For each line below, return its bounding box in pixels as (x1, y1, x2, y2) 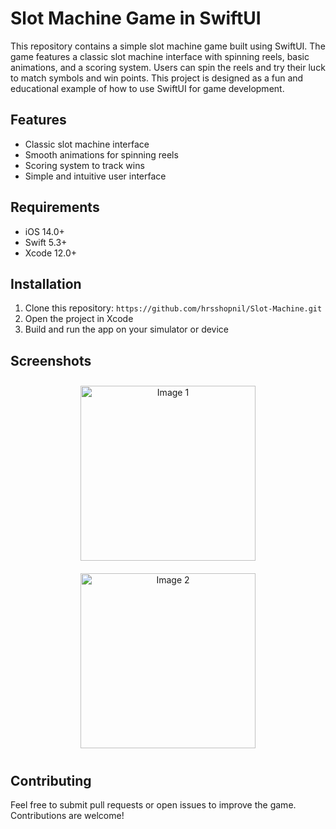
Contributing (10, 772, 92, 789)
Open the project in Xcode (24, 313, 134, 325)
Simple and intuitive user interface (24, 170, 167, 182)
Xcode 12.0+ (24, 247, 78, 259)
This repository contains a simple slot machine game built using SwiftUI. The (10, 40, 326, 52)
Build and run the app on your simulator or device (24, 323, 230, 336)
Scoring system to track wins (24, 159, 145, 171)
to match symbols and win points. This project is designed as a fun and (10, 72, 304, 84)
